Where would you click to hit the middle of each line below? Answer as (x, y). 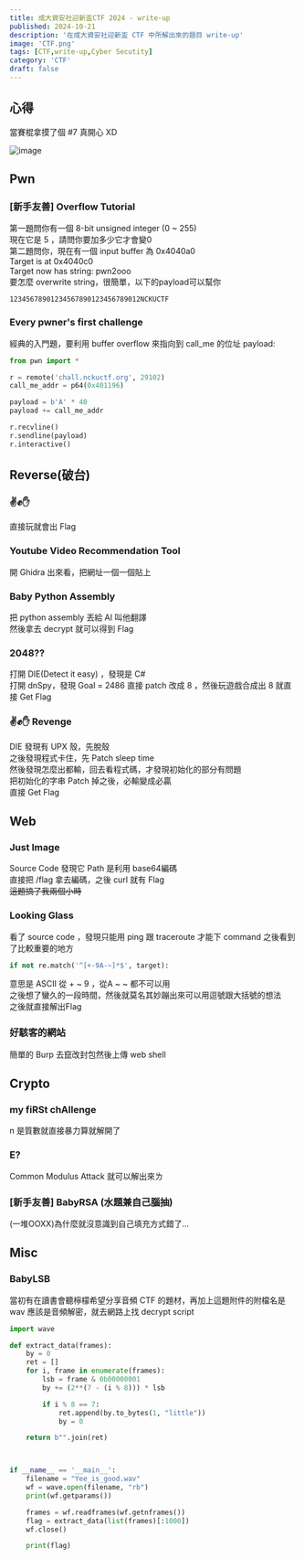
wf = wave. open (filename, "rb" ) (87, 1488)
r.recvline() (34, 427)
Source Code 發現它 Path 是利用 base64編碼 (94, 869)
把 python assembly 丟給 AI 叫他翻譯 (78, 617)
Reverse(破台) (50, 475)
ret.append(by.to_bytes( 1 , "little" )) (132, 1413)
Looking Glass (42, 915)
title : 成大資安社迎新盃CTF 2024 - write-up (90, 18)
